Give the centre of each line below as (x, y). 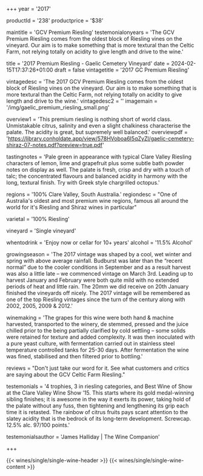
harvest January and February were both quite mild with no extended (93, 280)
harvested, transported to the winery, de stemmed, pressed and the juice (98, 324)
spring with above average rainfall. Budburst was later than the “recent (95, 261)
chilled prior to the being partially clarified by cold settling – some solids (96, 331)
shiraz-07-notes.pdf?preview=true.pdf (55, 145)
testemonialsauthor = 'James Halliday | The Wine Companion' (83, 437)
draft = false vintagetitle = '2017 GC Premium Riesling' (122, 70)
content (16, 467)
